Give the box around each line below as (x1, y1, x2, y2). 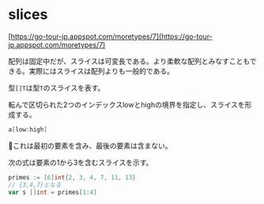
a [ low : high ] (8, 125, 47, 134)
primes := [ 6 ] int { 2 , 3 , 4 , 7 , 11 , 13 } (8, 173, 137, 181)
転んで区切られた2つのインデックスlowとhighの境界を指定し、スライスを (8, 100, 245, 109)
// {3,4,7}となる (8, 180, 62, 189)
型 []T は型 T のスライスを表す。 (8, 83, 105, 93)
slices (8, 6, 48, 24)
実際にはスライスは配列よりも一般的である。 (28, 66, 174, 76)
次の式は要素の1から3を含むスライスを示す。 (8, 157, 153, 167)
